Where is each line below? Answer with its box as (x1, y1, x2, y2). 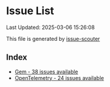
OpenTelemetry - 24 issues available (14, 74, 105, 81)
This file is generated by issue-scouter (6, 35, 101, 42)
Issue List (6, 4, 54, 18)
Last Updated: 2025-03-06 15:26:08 (6, 24, 95, 31)
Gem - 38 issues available (14, 68, 79, 75)
